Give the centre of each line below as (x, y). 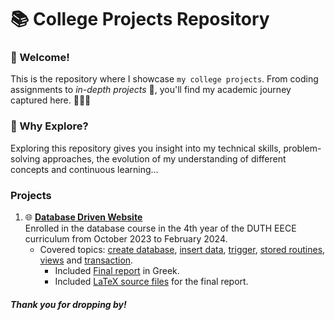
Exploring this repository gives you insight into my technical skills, (146, 148)
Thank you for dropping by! (68, 304)
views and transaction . (86, 260)
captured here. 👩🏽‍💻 (51, 100)
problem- (302, 148)
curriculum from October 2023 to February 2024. (126, 239)
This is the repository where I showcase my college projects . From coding (164, 79)
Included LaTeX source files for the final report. (151, 282)
